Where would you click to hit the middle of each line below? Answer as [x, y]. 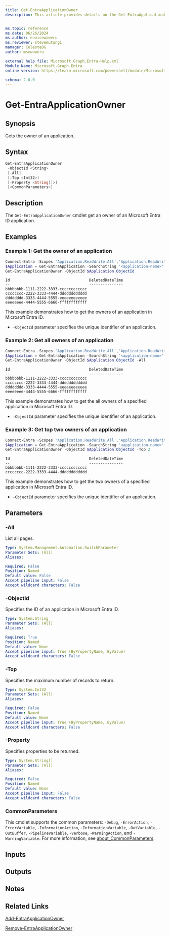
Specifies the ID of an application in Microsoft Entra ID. [62, 609]
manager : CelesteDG [26, 47]
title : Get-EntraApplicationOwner [42, 10]
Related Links [27, 906]
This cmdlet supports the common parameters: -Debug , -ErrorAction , [77, 822]
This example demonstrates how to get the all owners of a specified [76, 401]
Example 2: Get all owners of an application [59, 340]
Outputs [18, 872]
